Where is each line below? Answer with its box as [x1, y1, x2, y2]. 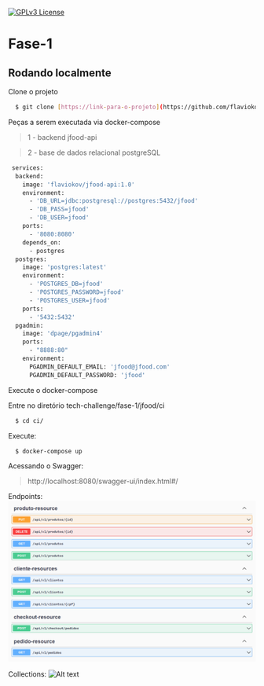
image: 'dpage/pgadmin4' [22, 330, 104, 338]
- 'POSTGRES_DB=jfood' [28, 280, 104, 288]
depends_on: [22, 238, 61, 247]
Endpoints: [8, 492, 43, 501]
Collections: [8, 669, 47, 679]
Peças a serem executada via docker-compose [8, 117, 161, 127]
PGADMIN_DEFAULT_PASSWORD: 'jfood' [28, 371, 146, 379]
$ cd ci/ [15, 416, 44, 424]
